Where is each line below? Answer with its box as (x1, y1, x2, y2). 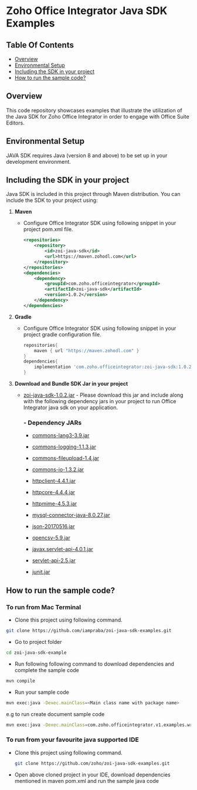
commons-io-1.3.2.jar (32, 466, 84, 473)
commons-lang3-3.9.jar (32, 432, 90, 439)
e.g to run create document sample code (6, 710, 105, 717)
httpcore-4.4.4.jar (32, 489, 75, 496)
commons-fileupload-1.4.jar (32, 455, 100, 462)
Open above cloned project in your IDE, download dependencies (14, 771, 171, 778)
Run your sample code (14, 688, 69, 696)
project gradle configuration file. (23, 330, 101, 338)
